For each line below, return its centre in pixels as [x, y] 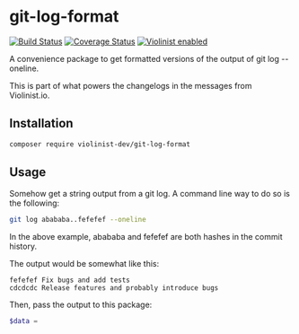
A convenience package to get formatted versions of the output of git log [145, 58]
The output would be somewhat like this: [84, 264]
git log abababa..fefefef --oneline [78, 220]
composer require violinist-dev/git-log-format [100, 144]
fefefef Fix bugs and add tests [70, 280]
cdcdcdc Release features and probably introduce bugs [114, 288]
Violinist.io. [30, 95]
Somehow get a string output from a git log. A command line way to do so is [149, 194]
